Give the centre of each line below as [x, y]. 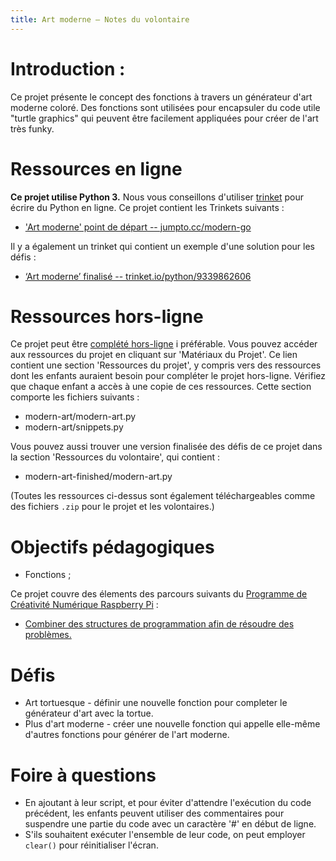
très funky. [32, 128]
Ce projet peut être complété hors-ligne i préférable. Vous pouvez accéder [164, 344]
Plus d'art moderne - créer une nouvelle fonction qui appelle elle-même [172, 724]
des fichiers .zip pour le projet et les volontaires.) [112, 507]
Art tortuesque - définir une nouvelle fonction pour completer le [156, 703]
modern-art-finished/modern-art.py [98, 477]
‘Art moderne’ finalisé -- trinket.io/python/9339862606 [138, 276]
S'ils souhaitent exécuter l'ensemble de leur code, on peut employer [165, 835]
